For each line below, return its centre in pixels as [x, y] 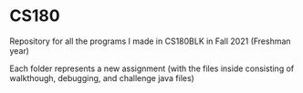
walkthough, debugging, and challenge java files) [102, 77]
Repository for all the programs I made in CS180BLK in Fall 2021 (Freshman [150, 41]
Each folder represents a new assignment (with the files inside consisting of [152, 68]
